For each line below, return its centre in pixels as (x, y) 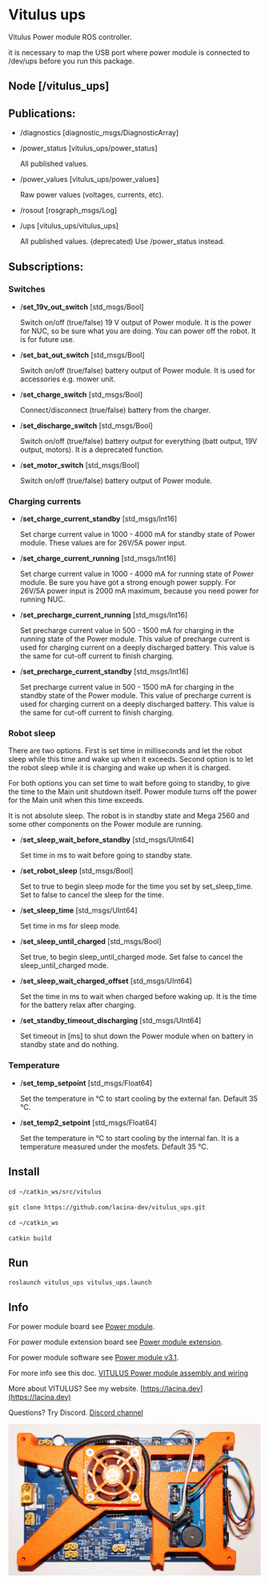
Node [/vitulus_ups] (59, 86)
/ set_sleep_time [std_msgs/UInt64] (78, 910)
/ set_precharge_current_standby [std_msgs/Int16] (104, 671)
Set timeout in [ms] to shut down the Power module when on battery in (137, 1036)
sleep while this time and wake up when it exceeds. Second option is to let (131, 760)
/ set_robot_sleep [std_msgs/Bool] (76, 871)
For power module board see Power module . (82, 1327)
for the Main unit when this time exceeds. (76, 800)
